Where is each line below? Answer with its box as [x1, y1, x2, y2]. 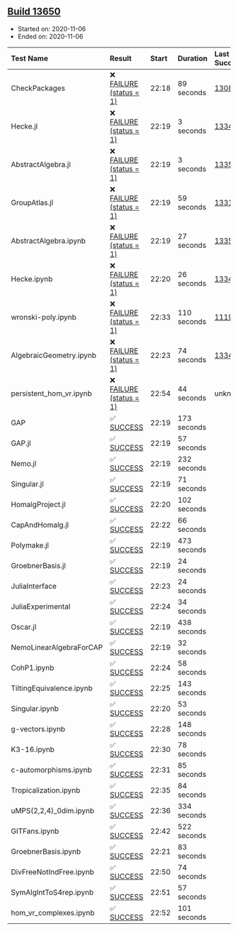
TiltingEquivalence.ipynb [11, 683, 93, 693]
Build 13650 [7, 6, 62, 18]
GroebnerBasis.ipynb [11, 846, 81, 856]
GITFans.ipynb [11, 826, 59, 836]
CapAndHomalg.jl [11, 520, 69, 530]
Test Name [11, 53, 48, 63]
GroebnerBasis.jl [11, 560, 66, 570]
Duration [177, 53, 208, 63]
